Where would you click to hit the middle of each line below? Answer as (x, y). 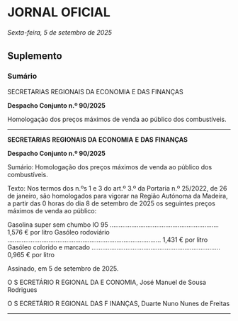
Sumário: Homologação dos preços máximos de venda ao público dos (110, 167)
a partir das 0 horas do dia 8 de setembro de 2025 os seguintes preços (112, 203)
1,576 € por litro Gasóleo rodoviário (58, 232)
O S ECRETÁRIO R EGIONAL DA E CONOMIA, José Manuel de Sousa (107, 282)
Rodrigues (22, 289)
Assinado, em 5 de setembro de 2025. (63, 268)
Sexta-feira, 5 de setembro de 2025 (59, 32)
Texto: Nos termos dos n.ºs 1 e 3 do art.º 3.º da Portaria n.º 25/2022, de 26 (117, 188)
